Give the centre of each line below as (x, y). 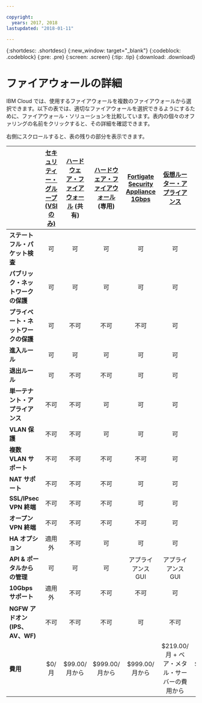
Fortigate (141, 177)
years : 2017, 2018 (35, 23)
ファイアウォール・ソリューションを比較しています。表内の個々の (103, 116)
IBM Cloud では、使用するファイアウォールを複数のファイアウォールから (96, 101)
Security (141, 184)
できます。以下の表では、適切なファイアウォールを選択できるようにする (101, 108)
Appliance (141, 192)
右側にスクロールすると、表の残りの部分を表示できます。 (77, 137)
